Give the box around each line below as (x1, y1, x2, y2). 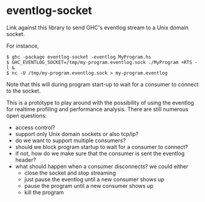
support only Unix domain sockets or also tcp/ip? (15, 130, 139, 137)
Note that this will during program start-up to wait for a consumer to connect (6, 81, 199, 88)
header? (15, 156, 37, 164)
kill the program (24, 189, 64, 196)
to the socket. (6, 87, 41, 95)
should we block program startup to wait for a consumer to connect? (15, 143, 188, 150)
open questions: (6, 112, 47, 119)
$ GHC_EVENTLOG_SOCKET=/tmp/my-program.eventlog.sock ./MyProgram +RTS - (6, 59, 198, 65)
